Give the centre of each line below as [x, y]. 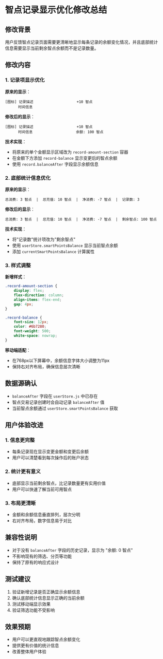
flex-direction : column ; [39, 295]
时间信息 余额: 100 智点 [61, 132]
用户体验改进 [24, 425]
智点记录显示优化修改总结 [56, 10]
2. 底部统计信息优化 [28, 178]
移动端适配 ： [18, 350]
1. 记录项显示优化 [25, 80]
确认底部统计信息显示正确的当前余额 [48, 598]
